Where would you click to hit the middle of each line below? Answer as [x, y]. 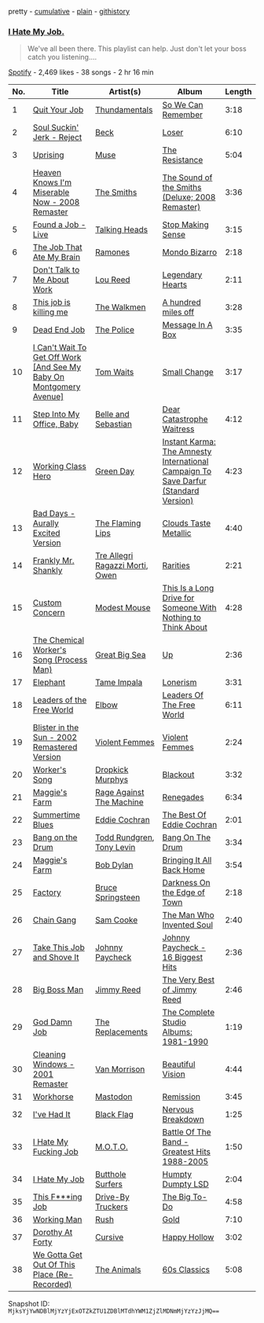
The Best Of [184, 815]
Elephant [49, 683]
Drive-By [112, 1197]
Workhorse [53, 1097]
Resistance [183, 160]
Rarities [176, 566]
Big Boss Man [58, 990]
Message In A [188, 325]
